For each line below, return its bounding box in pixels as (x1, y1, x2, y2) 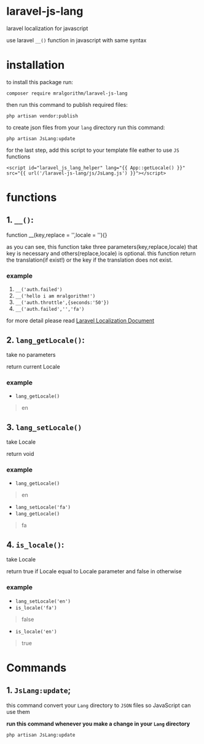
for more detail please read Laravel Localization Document (6, 317, 155, 324)
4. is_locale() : (6, 539, 65, 550)
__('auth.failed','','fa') (15, 306, 85, 313)
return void (6, 450, 34, 458)
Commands (6, 660, 67, 675)
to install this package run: (6, 78, 74, 85)
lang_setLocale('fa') (15, 504, 71, 511)
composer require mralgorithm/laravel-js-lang (6, 90, 128, 96)
